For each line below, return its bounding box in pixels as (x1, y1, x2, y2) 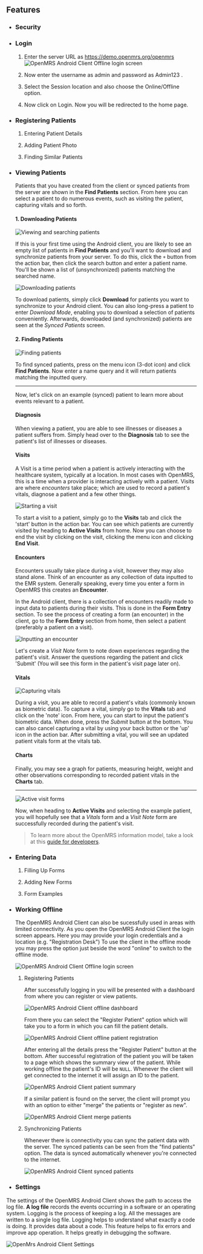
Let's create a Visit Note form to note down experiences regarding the (14, 647, 189, 655)
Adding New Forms (24, 878, 72, 886)
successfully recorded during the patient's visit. (14, 820, 134, 827)
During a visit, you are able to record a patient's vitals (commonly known (14, 699, 196, 707)
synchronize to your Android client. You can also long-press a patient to (14, 302, 195, 310)
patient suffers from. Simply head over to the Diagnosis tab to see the (14, 431, 190, 438)
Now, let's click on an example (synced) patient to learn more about (14, 391, 184, 398)
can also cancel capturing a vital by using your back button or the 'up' (14, 725, 190, 732)
